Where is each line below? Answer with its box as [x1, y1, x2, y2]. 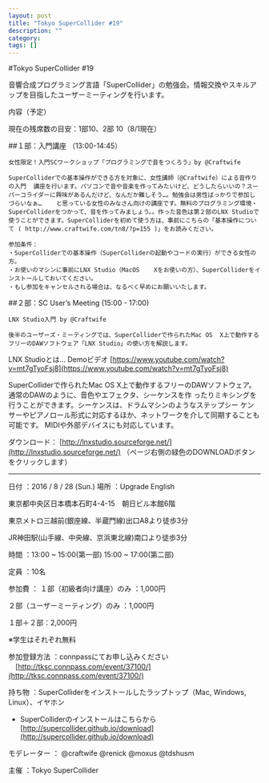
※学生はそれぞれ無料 [8, 635, 76, 644]
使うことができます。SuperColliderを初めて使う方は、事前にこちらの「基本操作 [8, 217, 239, 225]
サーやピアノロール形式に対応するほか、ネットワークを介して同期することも [8, 410, 260, 420]
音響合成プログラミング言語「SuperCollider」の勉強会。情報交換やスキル [8, 80, 251, 90]
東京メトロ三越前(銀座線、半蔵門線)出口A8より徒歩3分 [8, 516, 188, 525]
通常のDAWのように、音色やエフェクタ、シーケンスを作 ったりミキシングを [8, 390, 258, 400]
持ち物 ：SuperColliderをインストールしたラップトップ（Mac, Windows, [8, 688, 247, 697]
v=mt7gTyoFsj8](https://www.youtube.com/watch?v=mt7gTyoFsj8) [8, 363, 229, 373]
